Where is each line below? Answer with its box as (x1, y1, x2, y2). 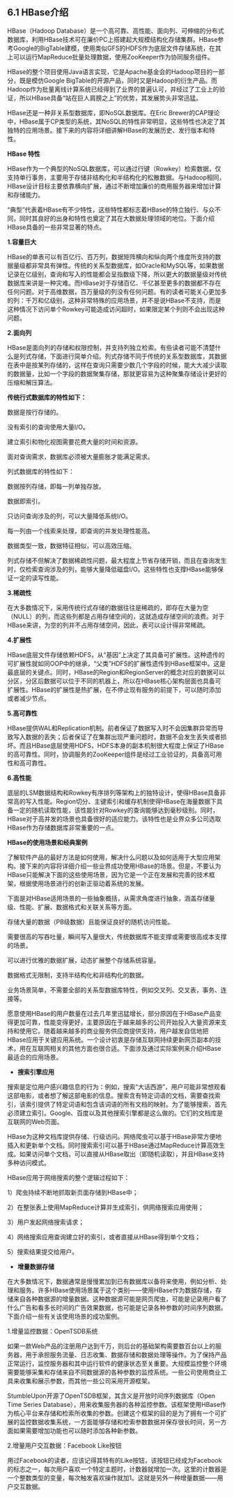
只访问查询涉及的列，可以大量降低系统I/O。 (7, 512, 132, 520)
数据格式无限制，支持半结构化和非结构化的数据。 (7, 971, 148, 979)
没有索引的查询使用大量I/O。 (7, 422, 89, 431)
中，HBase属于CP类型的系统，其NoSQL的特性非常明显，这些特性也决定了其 (7, 117, 226, 126)
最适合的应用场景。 (7, 1053, 63, 1061)
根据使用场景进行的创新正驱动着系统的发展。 (19, 879, 148, 887)
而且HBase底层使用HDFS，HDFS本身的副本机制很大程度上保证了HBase (19, 741, 224, 749)
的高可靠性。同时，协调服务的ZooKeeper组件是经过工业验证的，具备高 (7, 750, 210, 758)
